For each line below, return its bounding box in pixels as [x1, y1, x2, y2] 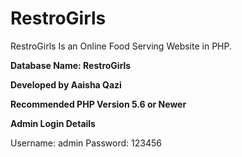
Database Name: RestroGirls [10, 59, 132, 71]
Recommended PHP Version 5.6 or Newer [10, 98, 187, 110]
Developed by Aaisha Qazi [10, 78, 122, 91]
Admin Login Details [10, 117, 96, 129]
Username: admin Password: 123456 [10, 137, 162, 149]
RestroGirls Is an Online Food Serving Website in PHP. [10, 40, 232, 52]
